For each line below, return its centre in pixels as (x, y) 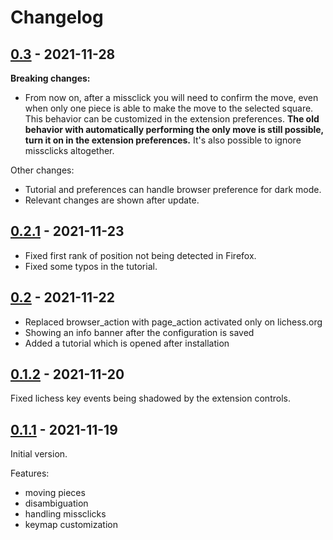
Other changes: (42, 170)
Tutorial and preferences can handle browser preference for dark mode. (173, 189)
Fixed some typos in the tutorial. (91, 266)
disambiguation (56, 503)
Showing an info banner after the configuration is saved (139, 332)
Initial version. (39, 454)
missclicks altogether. (69, 150)
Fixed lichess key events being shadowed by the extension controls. (150, 398)
